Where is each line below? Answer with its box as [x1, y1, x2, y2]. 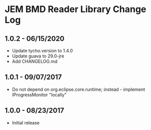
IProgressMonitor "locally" [12, 92, 67, 98]
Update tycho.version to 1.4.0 [12, 48, 73, 53]
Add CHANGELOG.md [12, 58, 58, 64]
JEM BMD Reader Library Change [5, 4, 146, 15]
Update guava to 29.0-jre [12, 53, 65, 59]
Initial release [12, 119, 40, 125]
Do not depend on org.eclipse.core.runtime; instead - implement [12, 86, 145, 92]
